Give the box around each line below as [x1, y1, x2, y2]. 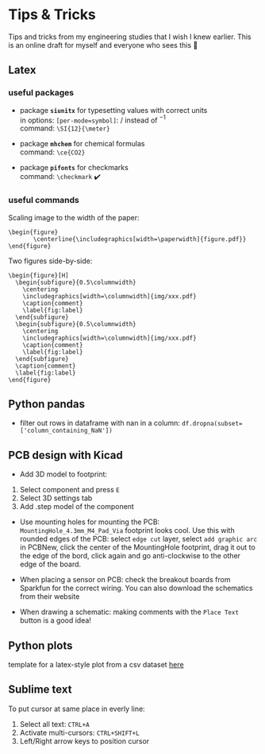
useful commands [8, 195, 79, 206]
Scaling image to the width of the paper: [8, 212, 140, 222]
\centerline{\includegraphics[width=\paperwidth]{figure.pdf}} [33, 235, 247, 243]
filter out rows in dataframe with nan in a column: [19, 418, 181, 428]
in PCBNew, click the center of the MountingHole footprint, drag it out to [19, 542, 255, 552]
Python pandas [8, 397, 86, 410]
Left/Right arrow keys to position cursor [19, 736, 150, 745]
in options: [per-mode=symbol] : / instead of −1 [19, 114, 167, 125]
